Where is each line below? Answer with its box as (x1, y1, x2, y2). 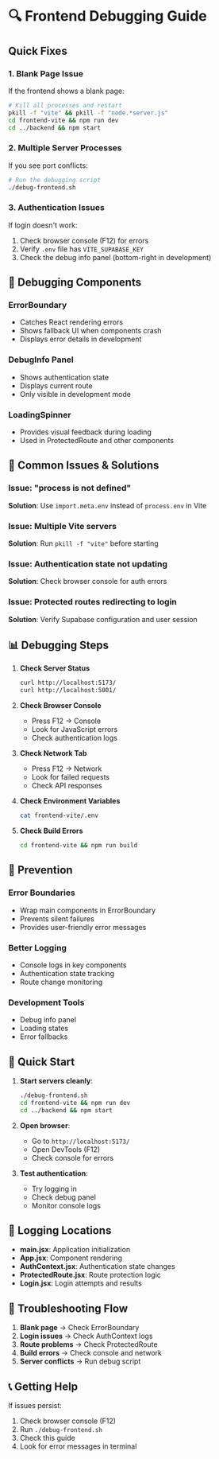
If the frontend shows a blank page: (8, 86, 125, 95)
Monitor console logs (31, 1200, 102, 1210)
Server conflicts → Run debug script (19, 1356, 141, 1366)
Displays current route (19, 380, 93, 391)
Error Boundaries (8, 887, 75, 898)
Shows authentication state (19, 372, 109, 382)
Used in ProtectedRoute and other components (19, 436, 175, 445)
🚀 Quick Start (8, 1055, 75, 1068)
